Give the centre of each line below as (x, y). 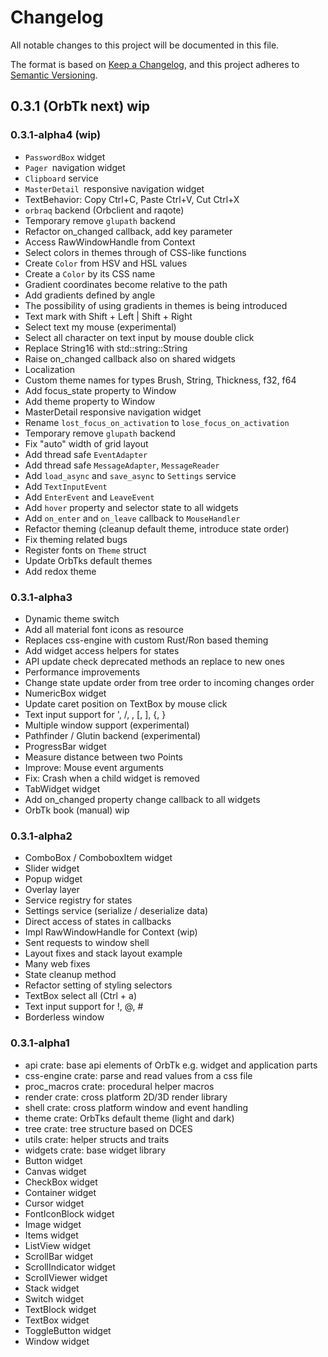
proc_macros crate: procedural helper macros (119, 1086)
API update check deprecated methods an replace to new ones (154, 661)
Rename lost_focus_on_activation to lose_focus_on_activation (157, 422)
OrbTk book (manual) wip (77, 810)
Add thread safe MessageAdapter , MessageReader (122, 465)
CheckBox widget (61, 1182)
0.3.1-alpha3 (41, 597)
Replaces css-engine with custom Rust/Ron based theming (146, 640)
